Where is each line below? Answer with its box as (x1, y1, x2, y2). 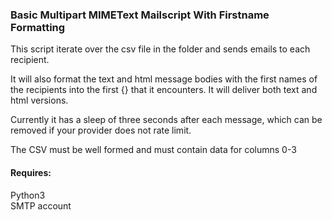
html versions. (10, 94, 69, 107)
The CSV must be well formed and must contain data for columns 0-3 (10, 144, 297, 156)
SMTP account (10, 199, 72, 212)
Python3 (10, 189, 46, 201)
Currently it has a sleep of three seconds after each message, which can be (10, 114, 323, 126)
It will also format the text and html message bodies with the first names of (10, 73, 318, 85)
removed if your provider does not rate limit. (10, 124, 192, 137)
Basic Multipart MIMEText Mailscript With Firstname (10, 8, 270, 22)
